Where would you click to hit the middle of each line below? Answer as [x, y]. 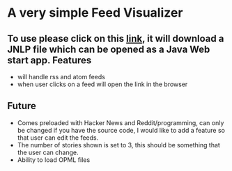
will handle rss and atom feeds [61, 77]
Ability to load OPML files [54, 160]
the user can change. [48, 152]
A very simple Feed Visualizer [95, 13]
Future [22, 106]
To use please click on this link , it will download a [116, 39]
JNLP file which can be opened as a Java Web [109, 49]
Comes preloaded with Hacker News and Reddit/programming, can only [121, 122]
